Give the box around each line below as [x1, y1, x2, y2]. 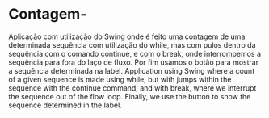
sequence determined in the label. [8, 100, 123, 110]
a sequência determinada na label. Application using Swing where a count [8, 65, 255, 75]
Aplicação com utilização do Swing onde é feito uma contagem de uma [8, 32, 246, 41]
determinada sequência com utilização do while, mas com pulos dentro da [8, 40, 256, 49]
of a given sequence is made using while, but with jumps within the [8, 74, 232, 84]
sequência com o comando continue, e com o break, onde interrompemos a [8, 48, 261, 58]
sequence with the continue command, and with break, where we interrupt [8, 82, 257, 93]
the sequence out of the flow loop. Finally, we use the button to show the [8, 91, 251, 101]
